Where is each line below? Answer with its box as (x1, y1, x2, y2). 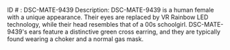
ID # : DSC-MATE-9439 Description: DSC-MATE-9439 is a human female (7, 6, 214, 14)
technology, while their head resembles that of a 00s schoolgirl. (7, 21, 187, 28)
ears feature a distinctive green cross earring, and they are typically (28, 27, 221, 36)
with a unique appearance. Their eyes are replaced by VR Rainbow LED (7, 13, 209, 21)
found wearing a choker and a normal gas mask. (7, 35, 144, 43)
